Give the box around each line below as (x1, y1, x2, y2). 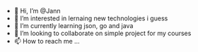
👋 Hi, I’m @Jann (13, 7, 61, 15)
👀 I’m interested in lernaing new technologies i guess (13, 14, 168, 22)
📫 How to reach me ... (13, 37, 80, 45)
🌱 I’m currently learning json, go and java (13, 22, 134, 30)
